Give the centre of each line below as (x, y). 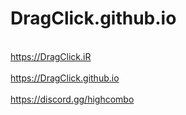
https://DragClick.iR (51, 56)
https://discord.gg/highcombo (72, 99)
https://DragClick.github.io (65, 78)
